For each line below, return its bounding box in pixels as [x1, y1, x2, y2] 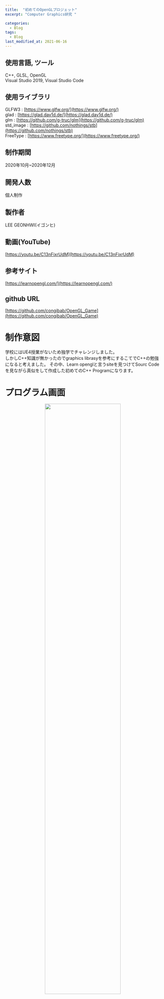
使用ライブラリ [5, 93, 51, 101]
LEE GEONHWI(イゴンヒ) [5, 222, 56, 228]
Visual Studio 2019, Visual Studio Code [5, 77, 84, 83]
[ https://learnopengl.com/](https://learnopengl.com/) [5, 280, 113, 286]
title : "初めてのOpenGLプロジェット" [5, 7, 77, 12]
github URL [5, 295, 40, 303]
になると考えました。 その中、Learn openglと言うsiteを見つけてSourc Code [5, 361, 160, 367]
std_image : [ [5, 122, 32, 128]
